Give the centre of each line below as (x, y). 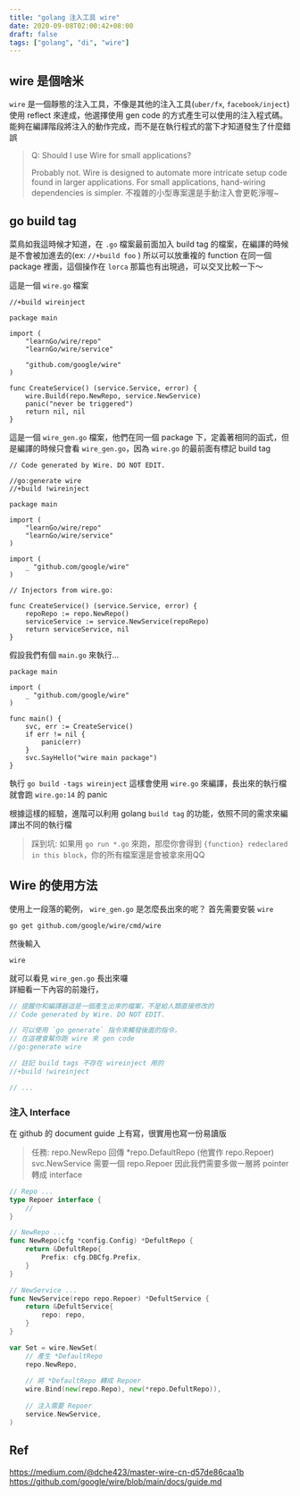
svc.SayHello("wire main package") (92, 757)
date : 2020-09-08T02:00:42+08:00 (71, 26)
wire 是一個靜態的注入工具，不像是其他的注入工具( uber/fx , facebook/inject (148, 104)
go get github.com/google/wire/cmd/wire (86, 925)
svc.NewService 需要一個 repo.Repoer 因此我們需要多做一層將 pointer (160, 1163)
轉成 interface (57, 1174)
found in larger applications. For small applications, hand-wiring (148, 182)
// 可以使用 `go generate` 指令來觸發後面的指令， (95, 1031)
